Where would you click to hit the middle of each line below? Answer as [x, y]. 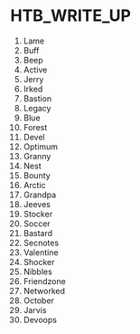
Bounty [37, 175]
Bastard [38, 233]
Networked [44, 291]
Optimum [40, 147]
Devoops [40, 320]
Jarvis [35, 310]
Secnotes [41, 243]
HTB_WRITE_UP [71, 16]
